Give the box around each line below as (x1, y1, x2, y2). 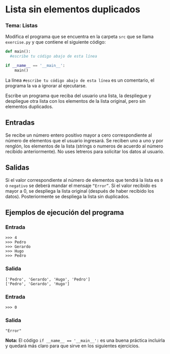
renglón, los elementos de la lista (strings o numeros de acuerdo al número (5, 143, 163, 149)
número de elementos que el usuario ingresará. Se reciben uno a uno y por (5, 137, 163, 143)
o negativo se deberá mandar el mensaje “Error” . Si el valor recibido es (5, 182, 157, 189)
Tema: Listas (5, 22, 38, 29)
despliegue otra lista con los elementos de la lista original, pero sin (5, 98, 146, 104)
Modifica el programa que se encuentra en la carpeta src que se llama (5, 33, 154, 40)
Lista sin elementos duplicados (5, 4, 141, 15)
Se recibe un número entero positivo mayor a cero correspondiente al (5, 132, 152, 138)
